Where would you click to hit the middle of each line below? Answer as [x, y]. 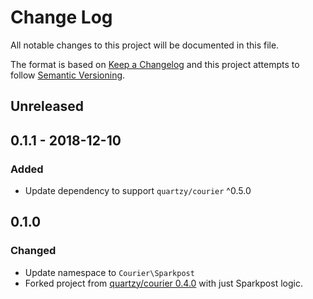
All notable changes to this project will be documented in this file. [145, 45]
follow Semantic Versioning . [68, 75]
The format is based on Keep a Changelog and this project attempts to [155, 64]
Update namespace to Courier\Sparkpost [109, 272]
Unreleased [47, 106]
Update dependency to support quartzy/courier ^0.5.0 [138, 191]
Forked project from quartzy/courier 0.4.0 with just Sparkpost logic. [163, 283]
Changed [33, 251]
